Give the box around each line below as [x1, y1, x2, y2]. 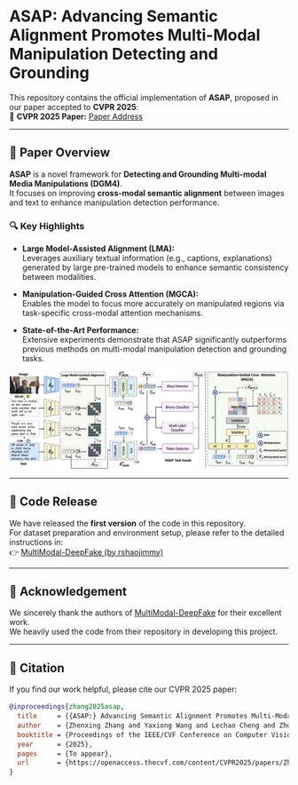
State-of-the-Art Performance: [21, 325, 139, 336]
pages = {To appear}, [17, 749, 114, 758]
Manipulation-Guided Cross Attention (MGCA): [21, 289, 200, 299]
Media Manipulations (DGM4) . [9, 178, 122, 188]
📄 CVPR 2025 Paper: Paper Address [9, 111, 144, 122]
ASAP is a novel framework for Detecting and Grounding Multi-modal [9, 169, 267, 179]
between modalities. [21, 272, 97, 282]
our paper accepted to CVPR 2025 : [9, 101, 139, 112]
